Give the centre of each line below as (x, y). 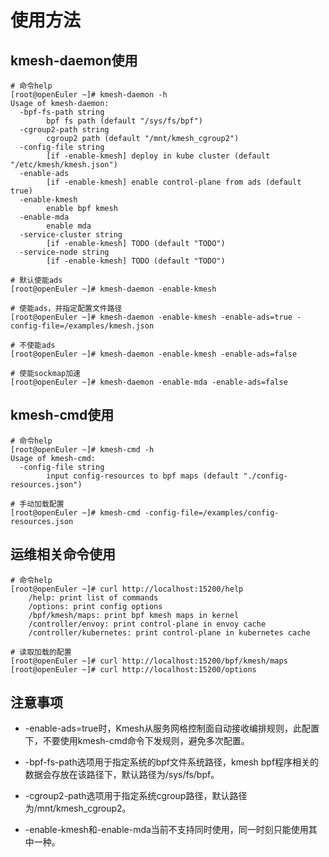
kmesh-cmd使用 (62, 415)
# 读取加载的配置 (41, 652)
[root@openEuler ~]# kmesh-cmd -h (82, 449)
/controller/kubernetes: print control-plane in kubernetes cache (169, 632)
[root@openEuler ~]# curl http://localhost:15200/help (127, 589)
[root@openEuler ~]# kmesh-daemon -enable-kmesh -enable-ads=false (154, 354)
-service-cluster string (71, 235)
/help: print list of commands (93, 597)
